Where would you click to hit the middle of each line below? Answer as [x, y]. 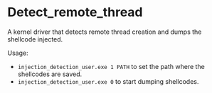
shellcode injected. [35, 39]
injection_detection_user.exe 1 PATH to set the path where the [111, 66]
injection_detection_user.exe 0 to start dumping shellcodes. [108, 81]
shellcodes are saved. [50, 74]
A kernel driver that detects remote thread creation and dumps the [105, 32]
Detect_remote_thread [75, 12]
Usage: [18, 53]
